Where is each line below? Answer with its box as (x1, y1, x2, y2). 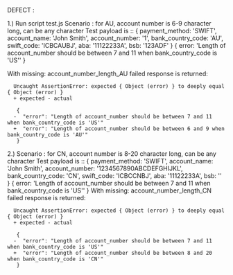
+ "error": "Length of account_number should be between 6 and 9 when (13, 125, 225, 132)
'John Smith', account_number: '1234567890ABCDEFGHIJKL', (7, 164, 183, 172)
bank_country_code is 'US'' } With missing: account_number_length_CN (7, 186, 212, 195)
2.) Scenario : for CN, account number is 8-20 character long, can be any (7, 150, 217, 158)
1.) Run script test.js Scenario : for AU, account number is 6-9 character (7, 19, 212, 27)
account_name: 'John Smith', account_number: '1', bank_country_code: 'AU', (7, 34, 224, 42)
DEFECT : (7, 6, 35, 14)
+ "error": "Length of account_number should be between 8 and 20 (13, 249, 213, 256)
